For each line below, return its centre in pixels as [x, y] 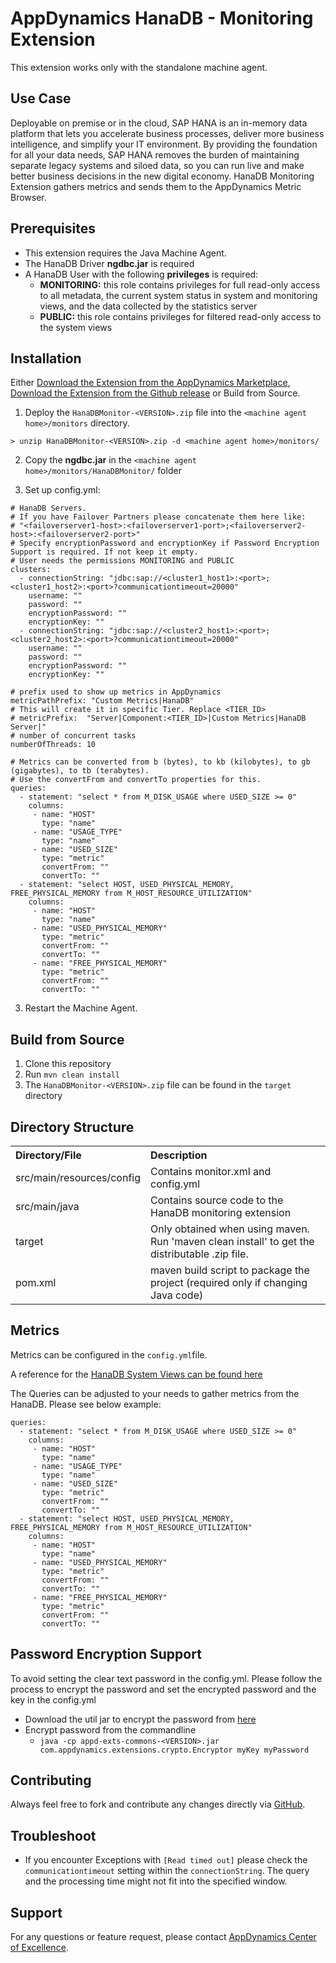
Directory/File [48, 1155]
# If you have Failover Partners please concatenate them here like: [158, 517]
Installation [46, 358]
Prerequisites [53, 228]
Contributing [51, 1780]
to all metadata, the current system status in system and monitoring [178, 295]
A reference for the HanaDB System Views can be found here [136, 1374]
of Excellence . [39, 1948]
